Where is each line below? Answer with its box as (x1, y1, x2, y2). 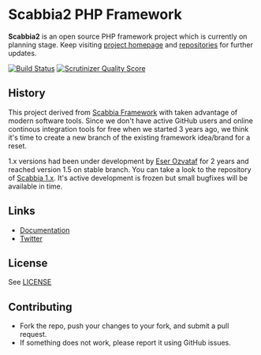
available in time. (8, 181, 63, 191)
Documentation (19, 225, 70, 234)
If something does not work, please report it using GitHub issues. (19, 338, 231, 348)
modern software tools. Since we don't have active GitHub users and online (8, 116, 254, 125)
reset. (8, 140, 28, 151)
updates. (8, 48, 37, 58)
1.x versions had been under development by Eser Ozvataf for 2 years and (8, 156, 250, 166)
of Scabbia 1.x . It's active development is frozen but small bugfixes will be (8, 173, 248, 182)
